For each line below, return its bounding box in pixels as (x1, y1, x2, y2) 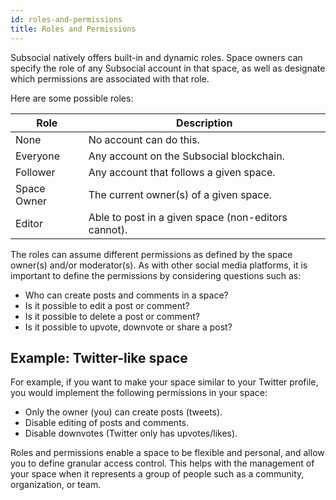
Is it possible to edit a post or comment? (24, 299, 190, 311)
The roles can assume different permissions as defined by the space (10, 248, 293, 260)
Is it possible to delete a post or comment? (24, 310, 200, 322)
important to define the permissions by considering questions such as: (10, 269, 302, 281)
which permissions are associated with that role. (10, 72, 210, 85)
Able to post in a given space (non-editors (88, 210, 288, 224)
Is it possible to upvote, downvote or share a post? (24, 321, 233, 333)
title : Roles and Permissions (10, 24, 137, 34)
